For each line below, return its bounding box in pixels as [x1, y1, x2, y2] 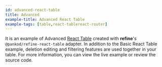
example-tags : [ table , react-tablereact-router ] [5, 21, 108, 27]
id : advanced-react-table [5, 7, 60, 13]
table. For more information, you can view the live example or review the [5, 52, 156, 58]
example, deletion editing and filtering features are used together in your [5, 46, 157, 52]
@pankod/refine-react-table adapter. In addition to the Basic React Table [5, 41, 157, 47]
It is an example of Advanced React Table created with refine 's [5, 36, 137, 42]
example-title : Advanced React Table [5, 17, 85, 22]
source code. [5, 57, 33, 63]
